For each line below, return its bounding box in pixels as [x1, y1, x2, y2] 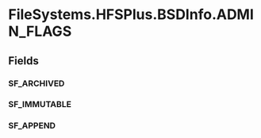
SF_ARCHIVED [8, 78, 65, 89]
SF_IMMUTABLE [8, 99, 71, 110]
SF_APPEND [8, 121, 56, 132]
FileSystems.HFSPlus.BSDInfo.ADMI [8, 6, 254, 24]
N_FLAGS [8, 22, 72, 40]
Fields [8, 54, 40, 67]
